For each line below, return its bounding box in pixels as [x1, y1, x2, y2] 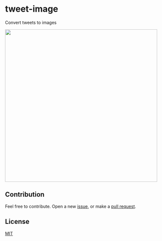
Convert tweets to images [5, 20, 57, 25]
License [5, 218, 30, 226]
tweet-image [5, 3, 58, 15]
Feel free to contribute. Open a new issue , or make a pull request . [5, 203, 136, 209]
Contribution [5, 190, 45, 199]
